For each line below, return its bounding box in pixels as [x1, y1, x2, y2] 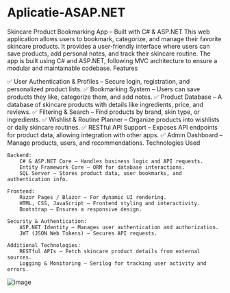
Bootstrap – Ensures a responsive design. [19, 206, 142, 213]
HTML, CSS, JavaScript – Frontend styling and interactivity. [19, 200, 201, 207]
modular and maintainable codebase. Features [7, 64, 138, 72]
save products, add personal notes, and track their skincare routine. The [7, 49, 211, 58]
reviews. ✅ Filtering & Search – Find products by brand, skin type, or [7, 108, 200, 116]
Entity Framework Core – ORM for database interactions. [19, 163, 186, 171]
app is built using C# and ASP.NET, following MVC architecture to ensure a [7, 56, 218, 65]
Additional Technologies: [7, 242, 81, 248]
